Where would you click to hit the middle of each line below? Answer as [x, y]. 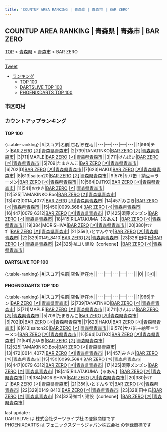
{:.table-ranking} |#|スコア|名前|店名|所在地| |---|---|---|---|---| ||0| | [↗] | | [81, 274]
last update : [18, 412]
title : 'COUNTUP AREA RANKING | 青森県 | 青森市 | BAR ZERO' [68, 10]
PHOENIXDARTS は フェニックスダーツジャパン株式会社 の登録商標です [78, 425]
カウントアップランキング [36, 121]
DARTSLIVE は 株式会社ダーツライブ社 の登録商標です [60, 418]
